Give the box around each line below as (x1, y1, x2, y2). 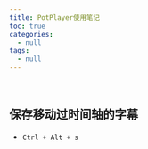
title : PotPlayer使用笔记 (9, 12, 101, 22)
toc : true (9, 21, 46, 30)
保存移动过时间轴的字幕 (9, 107, 138, 122)
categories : (9, 29, 53, 38)
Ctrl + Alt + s (21, 133, 79, 142)
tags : (9, 46, 29, 55)
